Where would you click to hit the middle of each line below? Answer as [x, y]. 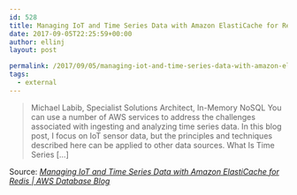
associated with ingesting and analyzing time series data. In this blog [156, 126]
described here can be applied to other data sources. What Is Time [153, 145]
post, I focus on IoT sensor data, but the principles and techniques [151, 135]
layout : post [33, 50]
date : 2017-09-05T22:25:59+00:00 [71, 34]
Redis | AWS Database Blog [60, 181]
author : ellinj [37, 42]
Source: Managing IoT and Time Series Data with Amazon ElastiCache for [145, 171]
